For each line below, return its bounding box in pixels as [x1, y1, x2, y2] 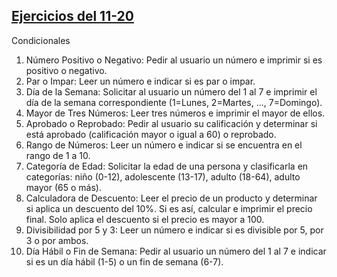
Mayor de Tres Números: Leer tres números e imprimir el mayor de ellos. [25, 107, 326, 119]
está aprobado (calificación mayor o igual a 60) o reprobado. [25, 128, 277, 140]
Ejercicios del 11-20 [11, 8, 134, 25]
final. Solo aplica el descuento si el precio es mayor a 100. [25, 213, 265, 225]
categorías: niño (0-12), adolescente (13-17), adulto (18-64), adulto [25, 170, 301, 183]
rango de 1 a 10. [25, 149, 91, 161]
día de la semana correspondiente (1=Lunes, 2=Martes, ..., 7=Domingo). [25, 96, 323, 108]
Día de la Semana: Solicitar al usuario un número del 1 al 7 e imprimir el [25, 85, 318, 98]
